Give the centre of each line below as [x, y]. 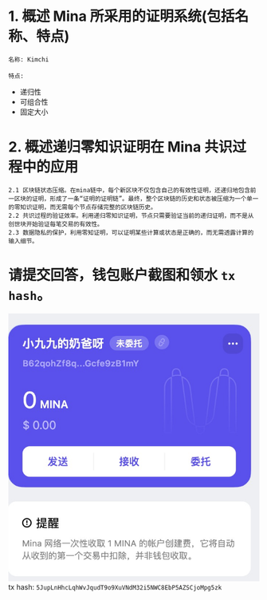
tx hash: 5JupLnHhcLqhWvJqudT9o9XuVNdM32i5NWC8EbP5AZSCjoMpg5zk [115, 587]
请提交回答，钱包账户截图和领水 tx [122, 275]
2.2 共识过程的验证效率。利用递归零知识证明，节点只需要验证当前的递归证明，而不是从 [131, 215]
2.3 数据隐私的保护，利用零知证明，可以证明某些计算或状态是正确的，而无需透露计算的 [131, 232]
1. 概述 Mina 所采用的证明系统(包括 [122, 16]
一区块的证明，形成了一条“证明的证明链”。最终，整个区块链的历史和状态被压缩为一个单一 [133, 199]
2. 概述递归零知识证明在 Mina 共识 [120, 147]
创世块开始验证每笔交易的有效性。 [56, 224]
